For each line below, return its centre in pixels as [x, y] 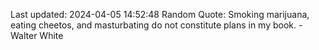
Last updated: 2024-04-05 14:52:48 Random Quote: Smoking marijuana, [160, 14]
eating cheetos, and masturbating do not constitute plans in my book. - [156, 25]
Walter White [37, 35]
